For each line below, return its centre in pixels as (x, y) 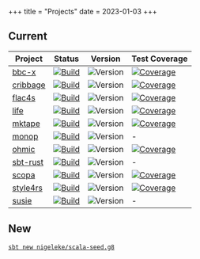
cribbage (29, 85)
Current (28, 36)
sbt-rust (28, 162)
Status (67, 59)
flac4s (24, 97)
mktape (26, 124)
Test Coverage (160, 59)
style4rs (28, 188)
